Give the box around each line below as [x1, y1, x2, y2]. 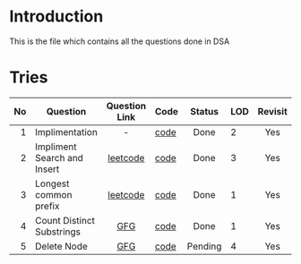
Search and [35, 151, 83, 164]
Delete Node [35, 240, 88, 252]
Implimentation [35, 125, 99, 138]
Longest [35, 177, 70, 190]
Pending [186, 240, 222, 252]
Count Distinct [35, 214, 96, 226]
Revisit [257, 105, 288, 117]
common [35, 188, 73, 200]
